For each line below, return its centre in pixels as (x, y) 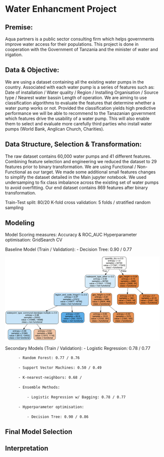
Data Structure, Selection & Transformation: (73, 144)
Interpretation (27, 448)
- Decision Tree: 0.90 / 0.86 (58, 417)
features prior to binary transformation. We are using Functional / (70, 167)
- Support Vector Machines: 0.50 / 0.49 (60, 368)
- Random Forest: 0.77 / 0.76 (49, 358)
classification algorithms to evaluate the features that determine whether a (80, 103)
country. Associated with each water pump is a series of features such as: (80, 87)
